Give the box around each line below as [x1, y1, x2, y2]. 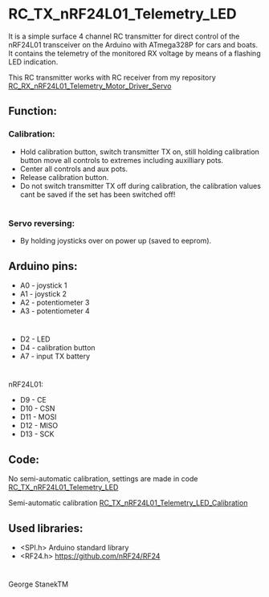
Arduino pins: [8, 259, 78, 273]
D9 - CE [19, 395, 47, 405]
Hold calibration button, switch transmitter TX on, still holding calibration [19, 146, 259, 157]
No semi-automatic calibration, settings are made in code [8, 474, 198, 484]
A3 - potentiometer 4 [19, 306, 90, 316]
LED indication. [8, 57, 59, 67]
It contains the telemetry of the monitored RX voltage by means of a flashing [8, 48, 261, 58]
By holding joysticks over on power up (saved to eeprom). [19, 236, 212, 246]
